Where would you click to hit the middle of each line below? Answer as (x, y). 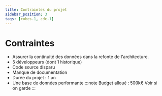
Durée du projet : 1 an (34, 78)
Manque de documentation (40, 72)
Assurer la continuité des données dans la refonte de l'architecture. (81, 57)
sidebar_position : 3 (26, 14)
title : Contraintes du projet (36, 10)
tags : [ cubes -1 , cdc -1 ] (30, 19)
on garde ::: (24, 88)
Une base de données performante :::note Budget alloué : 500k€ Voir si (85, 83)
